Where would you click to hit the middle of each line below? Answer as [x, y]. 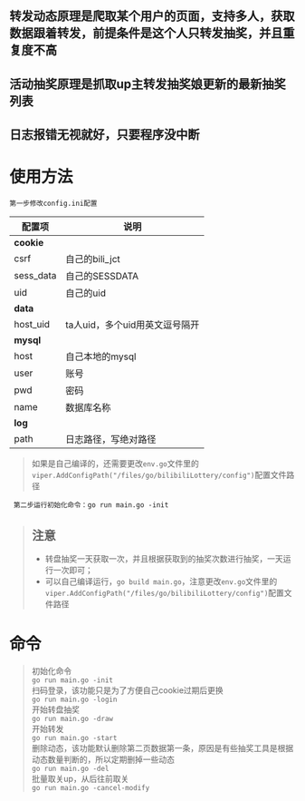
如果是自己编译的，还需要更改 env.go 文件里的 [115, 464]
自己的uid [86, 293]
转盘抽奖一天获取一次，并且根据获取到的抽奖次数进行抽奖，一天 [164, 558]
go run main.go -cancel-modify [91, 787]
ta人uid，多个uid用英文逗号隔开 [133, 325]
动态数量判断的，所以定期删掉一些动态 [103, 759]
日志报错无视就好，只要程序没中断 [105, 135]
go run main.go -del [70, 768]
